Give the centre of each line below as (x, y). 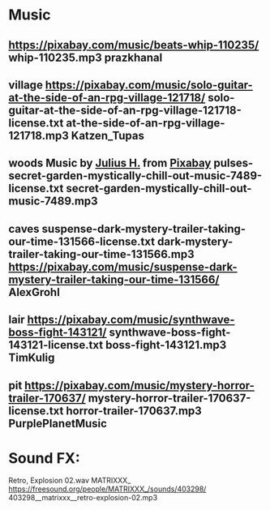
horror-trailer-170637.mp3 (134, 411)
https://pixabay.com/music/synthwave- (131, 320)
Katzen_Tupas (107, 135)
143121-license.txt (56, 345)
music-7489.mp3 (54, 201)
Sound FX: (45, 458)
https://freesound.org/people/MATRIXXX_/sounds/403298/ (107, 489)
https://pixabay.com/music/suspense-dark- (123, 266)
